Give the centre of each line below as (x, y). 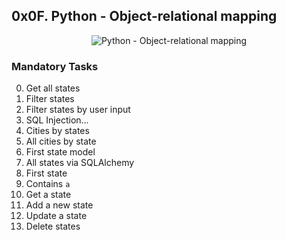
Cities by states (57, 131)
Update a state (56, 216)
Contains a (48, 184)
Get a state (48, 195)
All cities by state (61, 141)
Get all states (53, 88)
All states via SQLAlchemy (80, 163)
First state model (60, 152)
